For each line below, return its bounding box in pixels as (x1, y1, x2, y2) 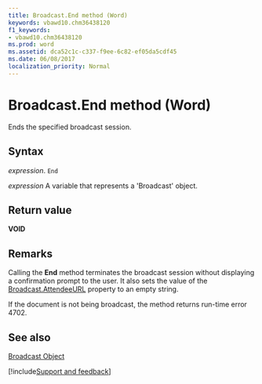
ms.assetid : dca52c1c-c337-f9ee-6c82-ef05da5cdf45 (8, 48, 177, 56)
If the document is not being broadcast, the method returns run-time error (8, 299, 247, 310)
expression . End (8, 165, 59, 175)
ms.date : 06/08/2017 (8, 56, 76, 63)
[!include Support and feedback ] (8, 366, 111, 376)
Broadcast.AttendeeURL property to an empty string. (8, 284, 179, 294)
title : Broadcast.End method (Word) (8, 11, 128, 20)
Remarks (8, 247, 53, 260)
